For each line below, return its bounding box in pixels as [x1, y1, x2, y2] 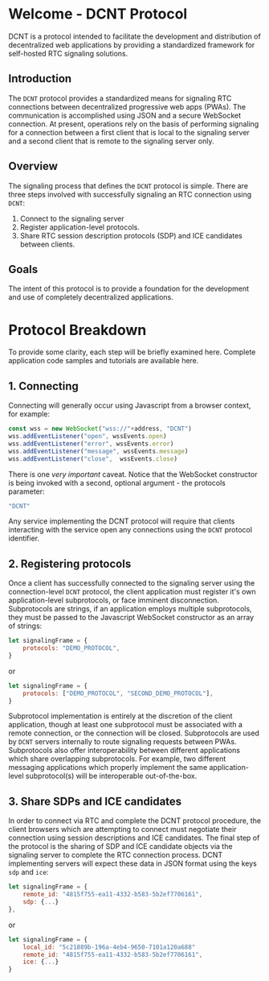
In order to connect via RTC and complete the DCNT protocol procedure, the [8, 816, 262, 826]
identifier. [8, 533, 40, 544]
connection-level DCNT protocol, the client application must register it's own [8, 587, 256, 597]
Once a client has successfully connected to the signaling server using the [8, 578, 255, 588]
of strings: [8, 621, 43, 631]
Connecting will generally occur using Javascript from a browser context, [8, 400, 251, 411]
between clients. [19, 239, 75, 249]
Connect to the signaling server [19, 213, 124, 223]
